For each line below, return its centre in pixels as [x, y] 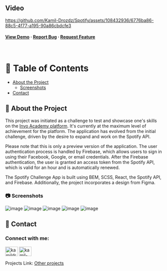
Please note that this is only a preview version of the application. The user [81, 146]
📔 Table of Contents [47, 68]
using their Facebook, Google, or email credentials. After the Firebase [77, 156]
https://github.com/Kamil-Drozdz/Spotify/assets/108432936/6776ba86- [79, 20]
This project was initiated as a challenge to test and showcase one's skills [81, 120]
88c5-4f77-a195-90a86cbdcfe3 [38, 25]
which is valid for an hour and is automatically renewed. [62, 167]
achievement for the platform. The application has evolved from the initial [80, 131]
